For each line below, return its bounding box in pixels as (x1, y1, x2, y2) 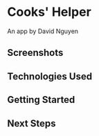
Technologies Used (7, 70, 92, 82)
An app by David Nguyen (7, 27, 78, 35)
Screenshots (7, 47, 64, 59)
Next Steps (7, 117, 56, 129)
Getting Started (7, 94, 75, 106)
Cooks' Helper (7, 4, 91, 20)
